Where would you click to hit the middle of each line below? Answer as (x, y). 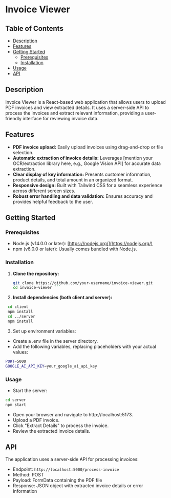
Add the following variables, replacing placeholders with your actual (84, 346)
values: (20, 352)
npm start (16, 404)
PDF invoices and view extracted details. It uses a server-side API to (77, 107)
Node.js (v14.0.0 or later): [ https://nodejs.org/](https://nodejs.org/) (82, 244)
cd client (18, 307)
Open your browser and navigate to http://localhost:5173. (73, 414)
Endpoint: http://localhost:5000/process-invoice (66, 469)
